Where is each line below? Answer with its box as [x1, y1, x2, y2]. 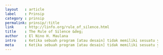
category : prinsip [5, 16, 45, 21]
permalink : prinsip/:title [5, 20, 60, 25]
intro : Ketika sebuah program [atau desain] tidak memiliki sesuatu [5, 38, 155, 43]
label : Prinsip [5, 11, 45, 16]
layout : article [5, 7, 45, 12]
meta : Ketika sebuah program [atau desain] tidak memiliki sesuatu [5, 43, 155, 47]
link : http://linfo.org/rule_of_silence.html [5, 25, 110, 30]
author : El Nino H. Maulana [5, 34, 68, 39]
